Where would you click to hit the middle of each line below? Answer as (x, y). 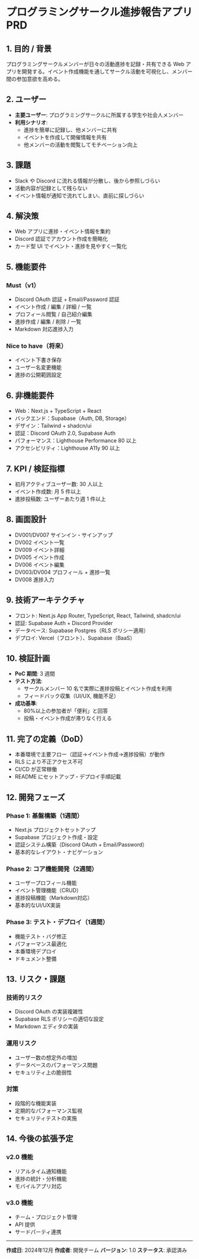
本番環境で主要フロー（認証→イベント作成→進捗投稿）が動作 (90, 754)
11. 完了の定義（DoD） (47, 739)
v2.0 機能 (20, 1157)
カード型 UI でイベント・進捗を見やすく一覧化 (71, 246)
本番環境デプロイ (36, 951)
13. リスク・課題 (36, 979)
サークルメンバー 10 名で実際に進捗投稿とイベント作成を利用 (98, 689)
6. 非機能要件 (30, 395)
